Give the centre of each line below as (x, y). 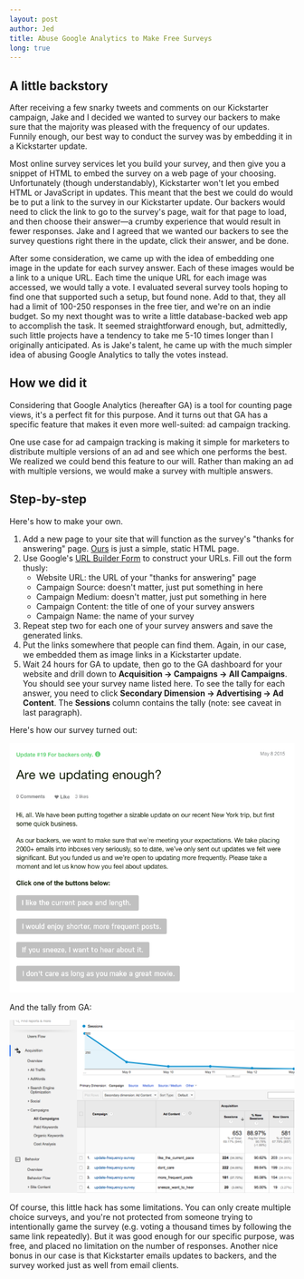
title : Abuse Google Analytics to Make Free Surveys (111, 38)
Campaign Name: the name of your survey (115, 616)
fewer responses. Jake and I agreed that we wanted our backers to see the (149, 231)
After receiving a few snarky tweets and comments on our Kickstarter (139, 108)
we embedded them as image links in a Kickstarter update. (132, 654)
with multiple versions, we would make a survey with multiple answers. (141, 471)
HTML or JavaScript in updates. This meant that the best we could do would (152, 193)
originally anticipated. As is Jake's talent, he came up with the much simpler (151, 346)
